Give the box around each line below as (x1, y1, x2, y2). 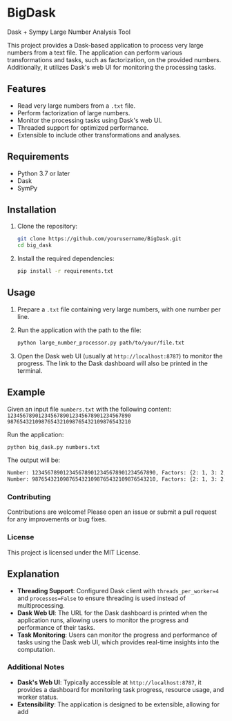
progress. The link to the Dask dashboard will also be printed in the (17, 359, 209, 367)
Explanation (7, 568, 60, 580)
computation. (17, 645, 55, 653)
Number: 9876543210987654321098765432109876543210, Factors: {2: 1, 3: (7, 476, 217, 483)
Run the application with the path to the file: (17, 326, 142, 334)
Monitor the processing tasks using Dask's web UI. (17, 116, 162, 124)
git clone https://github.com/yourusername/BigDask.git (17, 235, 182, 242)
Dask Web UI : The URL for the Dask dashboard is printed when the (17, 608, 209, 617)
